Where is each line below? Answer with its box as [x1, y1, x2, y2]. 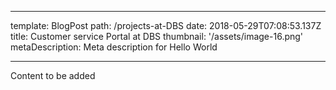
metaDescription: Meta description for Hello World [10, 41, 218, 53]
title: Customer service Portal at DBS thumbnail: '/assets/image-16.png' [10, 31, 304, 42]
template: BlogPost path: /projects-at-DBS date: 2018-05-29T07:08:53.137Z [10, 20, 322, 31]
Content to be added [10, 70, 96, 81]
